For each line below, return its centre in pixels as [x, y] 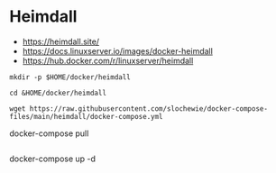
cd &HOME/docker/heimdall [58, 93]
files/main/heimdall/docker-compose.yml [87, 116]
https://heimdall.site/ [61, 41]
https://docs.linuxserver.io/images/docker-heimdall [118, 50]
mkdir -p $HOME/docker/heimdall [70, 77]
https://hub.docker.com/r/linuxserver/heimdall [108, 60]
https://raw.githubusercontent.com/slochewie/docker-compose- [149, 109]
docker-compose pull [49, 133]
